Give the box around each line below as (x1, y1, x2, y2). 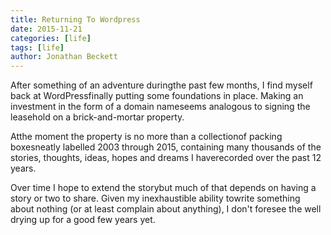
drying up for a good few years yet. (10, 214, 156, 226)
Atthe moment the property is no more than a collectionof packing (10, 131, 283, 143)
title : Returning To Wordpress (10, 14, 141, 25)
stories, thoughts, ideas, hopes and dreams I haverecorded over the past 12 (10, 152, 322, 164)
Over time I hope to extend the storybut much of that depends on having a (10, 182, 317, 194)
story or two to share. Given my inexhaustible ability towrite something (10, 192, 301, 205)
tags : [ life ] (10, 42, 65, 53)
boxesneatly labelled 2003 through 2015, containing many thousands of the (10, 141, 322, 153)
